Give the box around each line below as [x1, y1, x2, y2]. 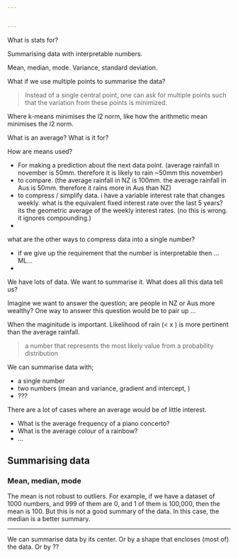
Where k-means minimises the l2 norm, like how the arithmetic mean [7, 111, 208, 121]
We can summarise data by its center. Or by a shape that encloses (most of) [7, 535, 229, 544]
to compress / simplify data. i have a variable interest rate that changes [17, 191, 225, 199]
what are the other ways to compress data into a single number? [7, 235, 195, 244]
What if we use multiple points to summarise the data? [7, 77, 166, 85]
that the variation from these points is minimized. [24, 98, 168, 106]
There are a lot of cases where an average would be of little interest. [7, 405, 207, 414]
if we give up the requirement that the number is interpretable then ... [17, 248, 220, 257]
